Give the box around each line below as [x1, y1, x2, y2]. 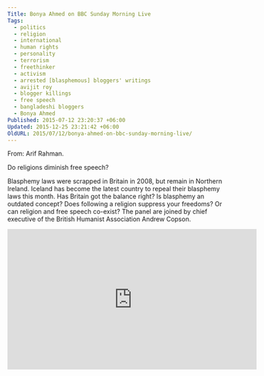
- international [14, 37, 62, 44]
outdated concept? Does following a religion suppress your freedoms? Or [7, 200, 223, 208]
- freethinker [14, 63, 56, 71]
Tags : [7, 17, 23, 24]
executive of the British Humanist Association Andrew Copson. [7, 215, 191, 223]
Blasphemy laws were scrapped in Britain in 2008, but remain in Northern [7, 177, 223, 186]
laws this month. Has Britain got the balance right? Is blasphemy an [7, 192, 205, 200]
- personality [14, 51, 56, 58]
